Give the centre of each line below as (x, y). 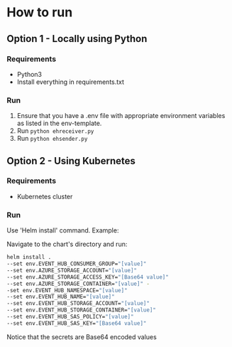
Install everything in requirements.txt (71, 82)
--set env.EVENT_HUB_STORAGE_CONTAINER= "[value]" (82, 310)
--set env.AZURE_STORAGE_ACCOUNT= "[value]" (72, 270)
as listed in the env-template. (59, 123)
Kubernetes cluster (45, 196)
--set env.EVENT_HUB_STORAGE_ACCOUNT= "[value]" (78, 304)
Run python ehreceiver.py (55, 131)
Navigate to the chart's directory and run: (67, 244)
